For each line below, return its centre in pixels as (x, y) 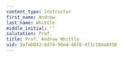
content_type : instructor (39, 12)
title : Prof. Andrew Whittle (43, 39)
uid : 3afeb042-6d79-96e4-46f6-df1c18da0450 (62, 45)
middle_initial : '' (31, 28)
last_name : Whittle (31, 23)
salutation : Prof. (29, 34)
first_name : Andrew (31, 17)
